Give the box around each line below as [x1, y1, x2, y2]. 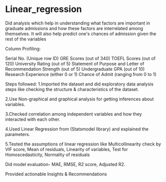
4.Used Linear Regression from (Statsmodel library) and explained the [5, 126, 149, 132]
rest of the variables [5, 36, 46, 42]
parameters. [5, 131, 30, 137]
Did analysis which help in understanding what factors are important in [5, 20, 151, 26]
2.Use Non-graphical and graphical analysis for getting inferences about [5, 96, 154, 102]
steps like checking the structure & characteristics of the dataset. [5, 86, 139, 92]
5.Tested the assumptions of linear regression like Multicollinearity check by [5, 141, 161, 147]
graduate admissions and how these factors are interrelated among [5, 25, 144, 31]
